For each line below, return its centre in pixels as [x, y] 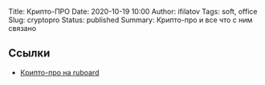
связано [22, 28]
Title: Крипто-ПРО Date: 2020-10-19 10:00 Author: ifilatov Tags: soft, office [133, 12]
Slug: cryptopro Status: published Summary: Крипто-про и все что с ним [130, 20]
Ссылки [29, 54]
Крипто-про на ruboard [59, 72]
